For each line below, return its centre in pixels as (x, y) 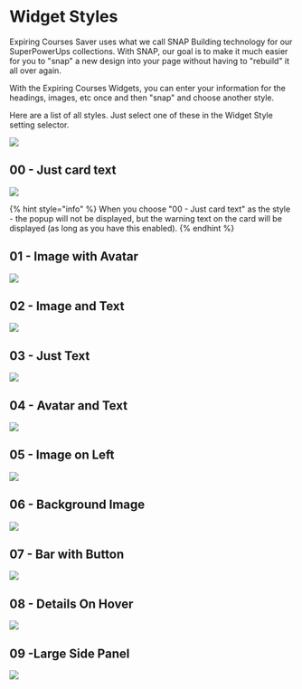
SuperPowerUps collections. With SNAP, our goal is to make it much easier (149, 51)
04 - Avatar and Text (69, 406)
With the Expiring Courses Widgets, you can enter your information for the (148, 88)
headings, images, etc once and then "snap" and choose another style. (142, 98)
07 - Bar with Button (67, 555)
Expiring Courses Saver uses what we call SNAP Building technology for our (151, 42)
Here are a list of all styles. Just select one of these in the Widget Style (141, 115)
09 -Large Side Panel (70, 653)
